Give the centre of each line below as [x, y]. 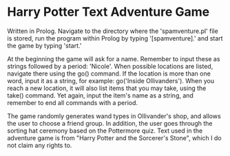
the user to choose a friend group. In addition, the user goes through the [110, 123]
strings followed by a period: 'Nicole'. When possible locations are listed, [110, 66]
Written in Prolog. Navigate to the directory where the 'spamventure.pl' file [113, 31]
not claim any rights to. [40, 145]
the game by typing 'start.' [44, 45]
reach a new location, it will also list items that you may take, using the [107, 88]
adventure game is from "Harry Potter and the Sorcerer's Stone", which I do [114, 137]
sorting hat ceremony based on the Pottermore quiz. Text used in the [105, 131]
